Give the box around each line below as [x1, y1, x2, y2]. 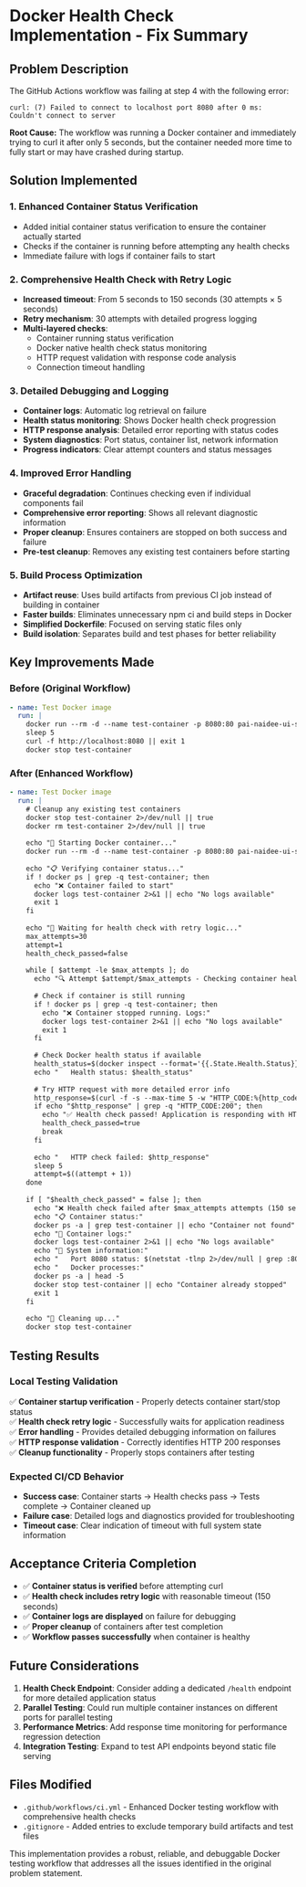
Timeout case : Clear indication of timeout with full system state [22, 1520, 262, 1531]
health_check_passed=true [42, 1119, 141, 1128]
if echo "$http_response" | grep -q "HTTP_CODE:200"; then [33, 1102, 262, 1111]
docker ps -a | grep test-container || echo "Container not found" [33, 1220, 296, 1229]
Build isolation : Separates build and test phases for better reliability [22, 627, 277, 639]
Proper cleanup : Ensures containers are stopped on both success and [22, 526, 287, 537]
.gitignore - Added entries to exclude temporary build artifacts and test [22, 1820, 294, 1831]
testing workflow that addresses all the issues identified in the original [9, 1858, 271, 1869]
